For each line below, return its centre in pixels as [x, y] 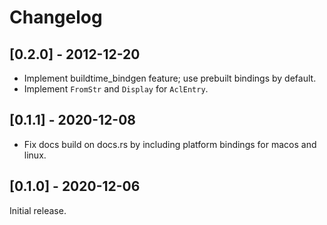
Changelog [56, 17]
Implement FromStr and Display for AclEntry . [116, 89]
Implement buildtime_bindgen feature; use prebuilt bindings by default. [170, 78]
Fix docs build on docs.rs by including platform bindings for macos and [170, 144]
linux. [35, 155]
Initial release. [38, 210]
